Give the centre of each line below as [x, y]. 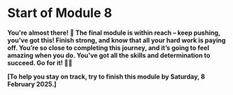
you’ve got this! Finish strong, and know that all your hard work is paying [116, 40]
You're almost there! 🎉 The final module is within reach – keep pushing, [114, 33]
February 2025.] [32, 84]
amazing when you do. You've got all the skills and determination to [109, 55]
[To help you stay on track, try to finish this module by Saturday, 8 [106, 77]
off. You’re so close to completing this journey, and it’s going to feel [108, 47]
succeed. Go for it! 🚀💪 [40, 62]
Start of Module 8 [60, 13]
